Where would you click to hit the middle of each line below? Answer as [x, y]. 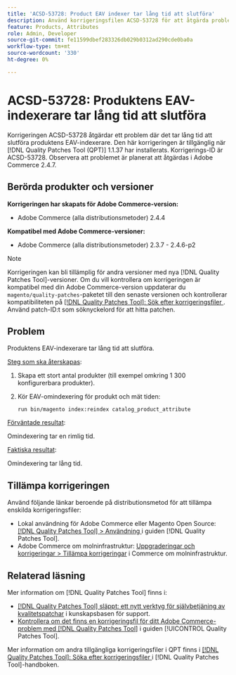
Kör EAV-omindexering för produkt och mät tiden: [89, 397]
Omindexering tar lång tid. [45, 463]
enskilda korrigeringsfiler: [44, 510]
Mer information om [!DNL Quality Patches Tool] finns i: [87, 592]
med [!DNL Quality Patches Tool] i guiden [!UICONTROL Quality [135, 628]
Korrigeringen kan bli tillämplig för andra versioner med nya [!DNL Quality [113, 272]
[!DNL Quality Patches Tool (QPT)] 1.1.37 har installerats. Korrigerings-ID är [115, 150]
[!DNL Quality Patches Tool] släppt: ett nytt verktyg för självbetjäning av [121, 606]
